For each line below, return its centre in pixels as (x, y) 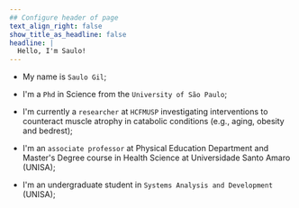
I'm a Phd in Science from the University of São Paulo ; (125, 95)
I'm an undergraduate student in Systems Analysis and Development (147, 185)
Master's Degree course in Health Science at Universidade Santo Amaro (156, 158)
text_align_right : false (56, 26)
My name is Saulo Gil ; (64, 77)
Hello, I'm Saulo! (52, 51)
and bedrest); (48, 131)
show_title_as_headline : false (68, 34)
